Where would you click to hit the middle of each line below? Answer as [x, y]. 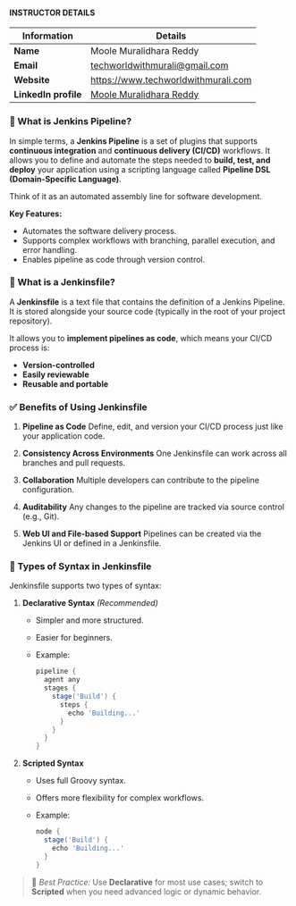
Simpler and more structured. [90, 620]
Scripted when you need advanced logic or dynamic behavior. [146, 891]
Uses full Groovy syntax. [81, 781]
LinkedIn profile [48, 95]
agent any [62, 680]
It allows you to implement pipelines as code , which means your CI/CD [141, 338]
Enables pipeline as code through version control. [114, 259]
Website [32, 80]
